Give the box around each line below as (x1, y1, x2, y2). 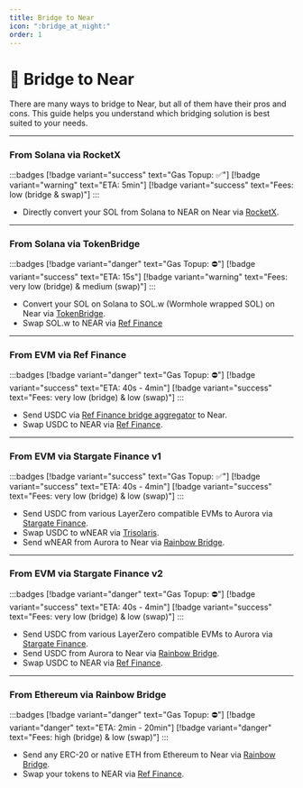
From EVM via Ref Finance (9, 348, 127, 361)
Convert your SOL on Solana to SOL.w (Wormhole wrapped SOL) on (22, 298, 275, 309)
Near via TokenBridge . (22, 307, 106, 318)
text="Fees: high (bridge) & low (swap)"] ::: (9, 732, 170, 743)
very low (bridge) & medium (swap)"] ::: (9, 280, 156, 291)
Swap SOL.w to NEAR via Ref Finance (22, 317, 163, 328)
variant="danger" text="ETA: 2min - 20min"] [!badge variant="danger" (9, 722, 272, 733)
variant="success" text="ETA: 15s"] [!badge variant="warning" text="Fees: (9, 271, 289, 282)
